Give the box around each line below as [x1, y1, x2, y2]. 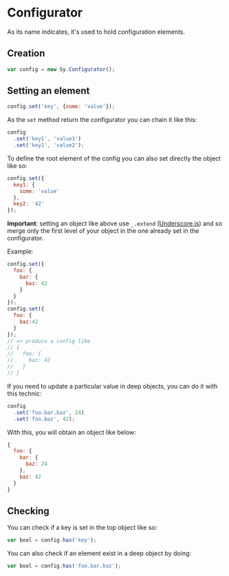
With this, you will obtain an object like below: [7, 428, 136, 436]
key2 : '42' [13, 200, 45, 207]
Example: [7, 247, 34, 256]
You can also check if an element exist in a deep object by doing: [7, 549, 191, 557]
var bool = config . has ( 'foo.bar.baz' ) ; [7, 563, 122, 570]
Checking [7, 505, 50, 517]
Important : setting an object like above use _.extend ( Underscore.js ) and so [7, 219, 222, 228]
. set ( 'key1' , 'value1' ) [13, 136, 81, 143]
